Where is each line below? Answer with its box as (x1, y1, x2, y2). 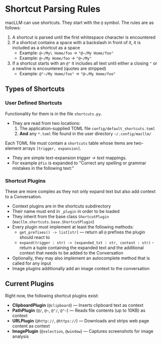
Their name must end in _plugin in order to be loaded (12, 208, 120, 214)
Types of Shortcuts (5, 85, 65, 93)
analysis (12, 333, 29, 339)
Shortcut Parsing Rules (5, 3, 101, 15)
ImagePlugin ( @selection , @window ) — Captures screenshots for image (12, 328, 154, 334)
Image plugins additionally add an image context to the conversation (12, 265, 150, 271)
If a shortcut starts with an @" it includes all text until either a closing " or (12, 60, 158, 66)
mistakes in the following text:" (12, 165, 74, 171)
